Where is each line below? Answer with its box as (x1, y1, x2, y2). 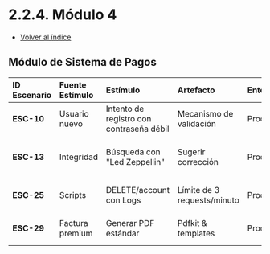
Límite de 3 (177, 184, 220, 195)
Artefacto (177, 84, 215, 96)
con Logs (105, 195, 141, 206)
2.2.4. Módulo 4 (8, 6, 117, 24)
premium (59, 227, 93, 239)
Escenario (12, 89, 52, 100)
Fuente (59, 79, 87, 90)
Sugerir (177, 146, 206, 158)
